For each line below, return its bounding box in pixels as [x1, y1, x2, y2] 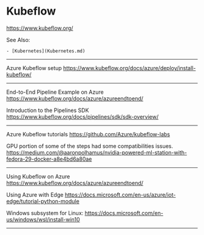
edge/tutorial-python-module [6, 197, 80, 205]
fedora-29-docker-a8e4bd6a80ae [6, 155, 92, 163]
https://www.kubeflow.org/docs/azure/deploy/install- [63, 64, 196, 71]
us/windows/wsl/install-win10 [6, 216, 80, 223]
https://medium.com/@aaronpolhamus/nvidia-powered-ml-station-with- [6, 149, 187, 156]
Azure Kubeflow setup [6, 64, 62, 71]
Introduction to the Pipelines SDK [6, 107, 89, 114]
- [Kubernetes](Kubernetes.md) [6, 47, 86, 54]
